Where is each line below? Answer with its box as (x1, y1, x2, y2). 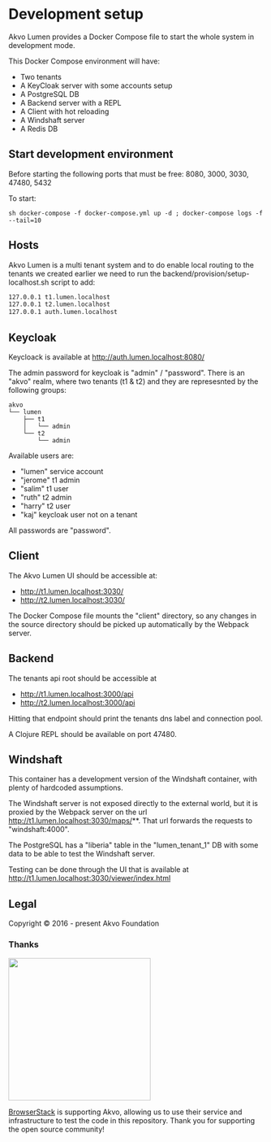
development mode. (8, 40, 75, 50)
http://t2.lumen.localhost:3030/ (19, 595, 126, 604)
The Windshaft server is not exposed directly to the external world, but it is (8, 799, 258, 809)
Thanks (8, 939, 39, 950)
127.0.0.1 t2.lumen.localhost (8, 300, 111, 309)
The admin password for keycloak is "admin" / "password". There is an (8, 368, 245, 377)
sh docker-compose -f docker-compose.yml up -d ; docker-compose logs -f (8, 209, 264, 217)
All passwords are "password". (8, 525, 111, 535)
